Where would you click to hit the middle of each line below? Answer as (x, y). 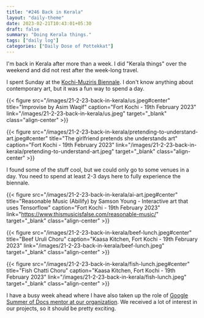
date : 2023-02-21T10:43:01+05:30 (49, 23)
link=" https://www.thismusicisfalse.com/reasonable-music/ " (83, 214)
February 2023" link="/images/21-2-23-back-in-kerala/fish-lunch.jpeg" (96, 277)
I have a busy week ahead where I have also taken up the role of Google (97, 295)
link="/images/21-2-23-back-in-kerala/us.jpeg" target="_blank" (87, 113)
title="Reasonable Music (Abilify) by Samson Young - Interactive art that (97, 201)
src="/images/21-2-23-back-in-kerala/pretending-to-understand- (115, 132)
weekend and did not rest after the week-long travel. (73, 70)
